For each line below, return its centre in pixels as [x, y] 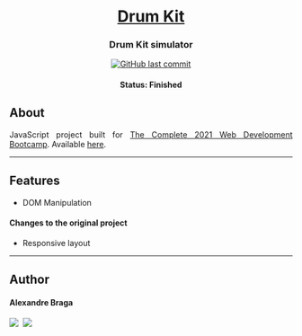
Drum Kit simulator [151, 45]
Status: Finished [151, 85]
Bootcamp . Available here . [58, 144]
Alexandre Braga [41, 302]
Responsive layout [56, 243]
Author [29, 280]
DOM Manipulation [57, 202]
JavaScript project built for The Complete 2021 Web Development [151, 134]
